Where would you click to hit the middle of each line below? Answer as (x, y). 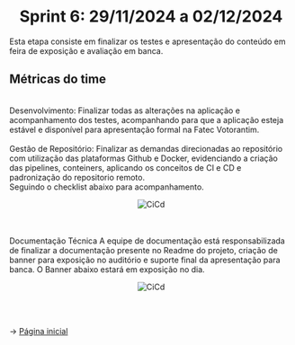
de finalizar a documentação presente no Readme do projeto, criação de (144, 250)
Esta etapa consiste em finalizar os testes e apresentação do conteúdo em (147, 41)
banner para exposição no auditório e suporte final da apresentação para (145, 260)
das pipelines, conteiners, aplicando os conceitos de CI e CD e (125, 167)
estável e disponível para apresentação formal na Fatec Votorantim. (134, 129)
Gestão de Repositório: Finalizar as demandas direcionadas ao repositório (146, 148)
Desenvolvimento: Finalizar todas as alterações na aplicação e (125, 111)
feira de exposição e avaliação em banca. (86, 50)
